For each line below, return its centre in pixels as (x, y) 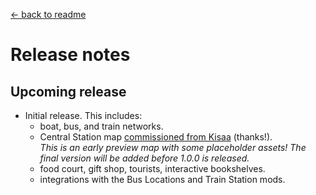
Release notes (70, 55)
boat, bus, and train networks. (101, 126)
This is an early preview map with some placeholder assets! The (173, 147)
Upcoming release (68, 91)
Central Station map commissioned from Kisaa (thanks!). (156, 137)
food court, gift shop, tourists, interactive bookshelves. (152, 168)
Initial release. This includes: (83, 115)
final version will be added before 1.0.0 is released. (144, 158)
